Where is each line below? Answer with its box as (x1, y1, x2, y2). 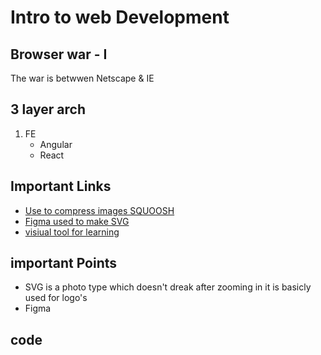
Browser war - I (10, 46, 108, 63)
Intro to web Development (10, 6, 230, 29)
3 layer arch (10, 101, 87, 118)
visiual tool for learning (24, 226, 120, 238)
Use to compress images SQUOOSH (24, 204, 175, 216)
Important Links (10, 178, 112, 195)
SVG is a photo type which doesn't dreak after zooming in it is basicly (24, 281, 312, 293)
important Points (10, 255, 118, 272)
